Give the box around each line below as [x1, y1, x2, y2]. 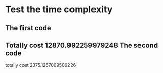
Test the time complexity [5, 4, 113, 15]
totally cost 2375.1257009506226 [5, 62, 76, 68]
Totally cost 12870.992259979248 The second [5, 41, 158, 49]
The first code [5, 24, 51, 32]
